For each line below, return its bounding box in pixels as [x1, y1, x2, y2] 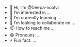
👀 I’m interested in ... [9, 10, 51, 15]
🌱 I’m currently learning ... [9, 15, 62, 20]
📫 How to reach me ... [9, 25, 55, 31]
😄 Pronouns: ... [9, 32, 41, 38]
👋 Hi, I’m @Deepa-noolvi [9, 5, 59, 10]
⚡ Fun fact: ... [9, 37, 36, 43]
